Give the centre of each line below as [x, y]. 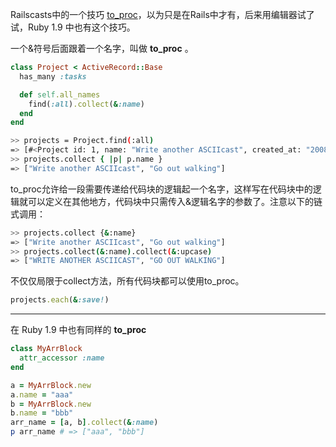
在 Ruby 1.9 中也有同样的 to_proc [78, 330]
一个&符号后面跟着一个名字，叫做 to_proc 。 [102, 48]
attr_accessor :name [62, 358]
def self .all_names [60, 94]
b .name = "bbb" [42, 413]
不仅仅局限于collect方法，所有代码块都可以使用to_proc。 [127, 281]
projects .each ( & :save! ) [60, 300]
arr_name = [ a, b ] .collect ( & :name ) [84, 423]
